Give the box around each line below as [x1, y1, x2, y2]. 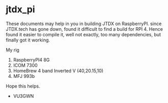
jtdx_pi [6, 4, 35, 15]
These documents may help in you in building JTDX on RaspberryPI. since [6, 20, 162, 27]
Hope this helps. [6, 83, 40, 89]
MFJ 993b [13, 73, 35, 79]
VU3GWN [13, 93, 34, 99]
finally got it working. [6, 37, 50, 43]
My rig [6, 47, 19, 53]
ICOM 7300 [13, 62, 38, 68]
